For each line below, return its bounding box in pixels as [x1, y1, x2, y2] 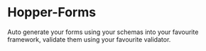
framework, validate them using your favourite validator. [7, 35, 171, 43]
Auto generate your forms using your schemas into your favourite [7, 28, 199, 36]
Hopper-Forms [7, 4, 97, 21]
